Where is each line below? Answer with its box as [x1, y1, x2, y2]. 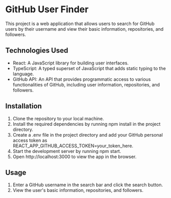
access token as [12, 137, 48, 143]
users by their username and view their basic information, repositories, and [5, 26, 164, 32]
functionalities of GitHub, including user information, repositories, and [12, 81, 160, 87]
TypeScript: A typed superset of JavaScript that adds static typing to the [12, 65, 166, 71]
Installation [5, 102, 42, 111]
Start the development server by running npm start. [12, 148, 121, 154]
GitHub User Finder [5, 4, 89, 15]
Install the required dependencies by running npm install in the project [12, 121, 161, 127]
